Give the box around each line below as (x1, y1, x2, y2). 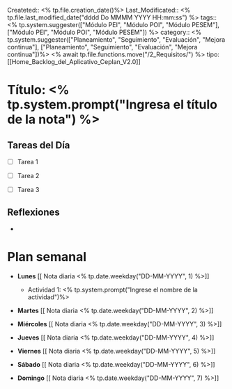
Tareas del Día (7, 139, 70, 151)
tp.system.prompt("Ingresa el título (7, 97, 218, 113)
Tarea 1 (17, 158, 38, 166)
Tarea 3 (17, 186, 40, 194)
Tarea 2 (17, 172, 40, 180)
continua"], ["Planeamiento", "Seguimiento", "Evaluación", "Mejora (7, 43, 198, 51)
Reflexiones (7, 206, 61, 218)
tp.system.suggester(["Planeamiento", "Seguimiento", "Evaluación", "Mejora (7, 35, 226, 44)
